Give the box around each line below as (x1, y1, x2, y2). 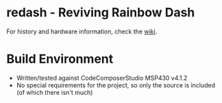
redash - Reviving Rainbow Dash (6, 5, 195, 20)
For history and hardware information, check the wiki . (6, 27, 158, 35)
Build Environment (6, 51, 114, 67)
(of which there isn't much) (16, 88, 93, 96)
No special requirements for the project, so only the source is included (16, 80, 216, 89)
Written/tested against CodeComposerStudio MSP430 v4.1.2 (16, 74, 188, 82)
